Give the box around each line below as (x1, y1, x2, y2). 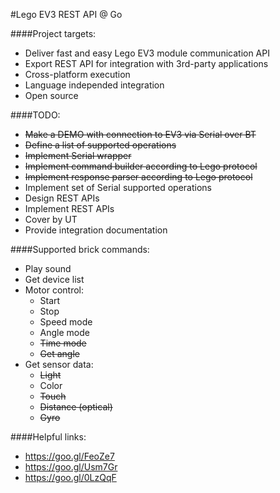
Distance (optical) (39, 401, 113, 413)
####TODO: (10, 109, 61, 121)
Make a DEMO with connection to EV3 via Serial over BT (24, 129, 257, 140)
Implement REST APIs (24, 203, 115, 214)
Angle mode (39, 327, 90, 338)
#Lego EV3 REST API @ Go (10, 9, 123, 20)
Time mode (39, 337, 87, 349)
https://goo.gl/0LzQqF (24, 472, 117, 483)
